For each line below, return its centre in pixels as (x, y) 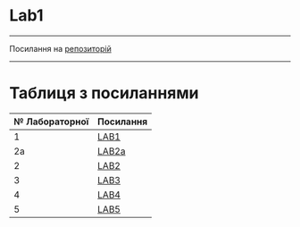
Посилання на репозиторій (60, 48)
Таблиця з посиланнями (104, 93)
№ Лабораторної (51, 122)
